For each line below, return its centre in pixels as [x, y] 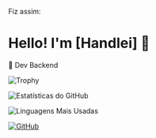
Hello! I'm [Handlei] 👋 [79, 43]
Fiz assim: [25, 11]
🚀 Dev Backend [33, 65]
